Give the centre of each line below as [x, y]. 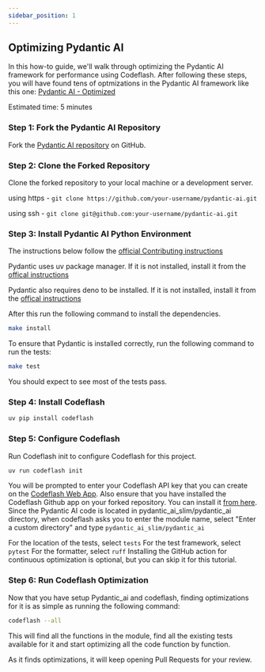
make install [30, 328]
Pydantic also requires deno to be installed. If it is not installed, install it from [132, 290]
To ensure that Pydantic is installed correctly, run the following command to [131, 344]
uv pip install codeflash [51, 419]
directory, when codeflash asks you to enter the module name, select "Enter [132, 519]
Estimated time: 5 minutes [50, 107]
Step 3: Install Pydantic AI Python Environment [100, 233]
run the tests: [30, 352]
